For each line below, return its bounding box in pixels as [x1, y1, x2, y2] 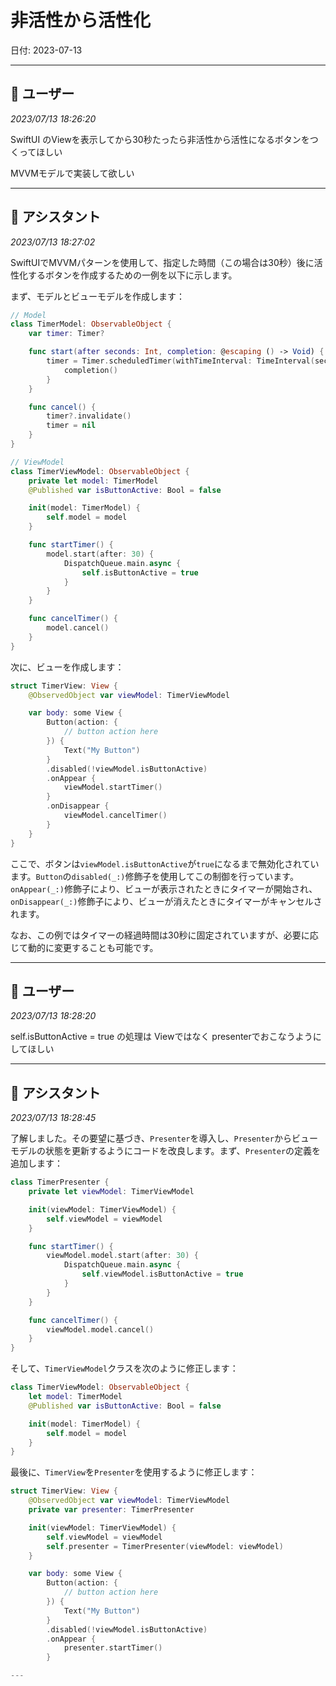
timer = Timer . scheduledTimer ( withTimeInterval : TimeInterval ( [46, 356, 315, 366]
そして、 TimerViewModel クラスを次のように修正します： [10, 1362, 239, 1375]
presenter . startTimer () [63, 1643, 163, 1653]
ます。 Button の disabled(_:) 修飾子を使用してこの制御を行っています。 [10, 870, 299, 882]
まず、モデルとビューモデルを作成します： [10, 290, 186, 302]
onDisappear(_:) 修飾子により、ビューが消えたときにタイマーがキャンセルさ [10, 895, 323, 907]
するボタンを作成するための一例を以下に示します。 [27, 269, 238, 281]
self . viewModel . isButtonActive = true [81, 1269, 244, 1280]
